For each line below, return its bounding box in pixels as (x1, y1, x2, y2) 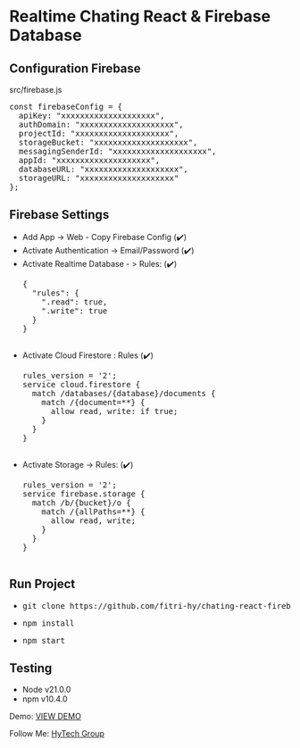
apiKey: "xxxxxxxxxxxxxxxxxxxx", (18, 111, 165, 121)
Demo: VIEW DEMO (9, 711, 82, 722)
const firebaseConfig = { (9, 102, 123, 112)
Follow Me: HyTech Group (9, 728, 105, 739)
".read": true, (41, 296, 108, 307)
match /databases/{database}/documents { (31, 388, 216, 398)
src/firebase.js (9, 85, 62, 95)
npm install (21, 618, 75, 628)
